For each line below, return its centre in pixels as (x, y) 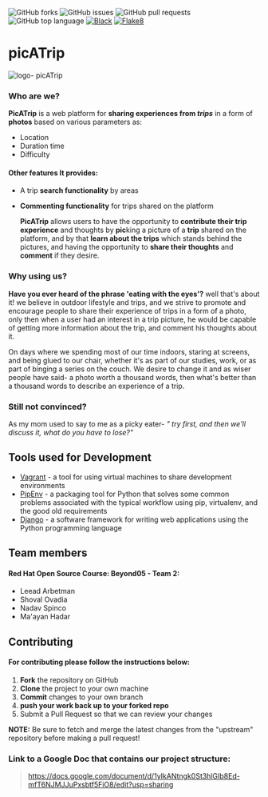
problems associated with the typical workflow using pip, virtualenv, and (138, 502)
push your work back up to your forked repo (94, 706)
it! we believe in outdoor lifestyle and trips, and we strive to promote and (127, 302)
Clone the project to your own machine (84, 689)
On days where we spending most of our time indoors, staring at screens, (129, 351)
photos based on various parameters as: (75, 122)
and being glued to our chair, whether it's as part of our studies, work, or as (132, 360)
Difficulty (35, 154)
